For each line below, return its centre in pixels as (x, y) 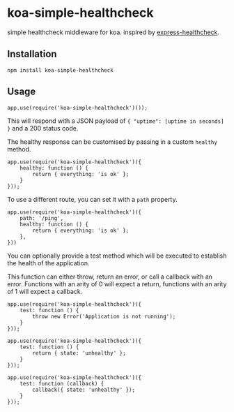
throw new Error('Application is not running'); (104, 316)
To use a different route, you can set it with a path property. (92, 199)
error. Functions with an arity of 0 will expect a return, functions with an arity (117, 284)
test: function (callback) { (62, 383)
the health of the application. (48, 263)
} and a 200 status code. (43, 128)
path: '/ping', (42, 218)
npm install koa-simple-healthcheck (60, 70)
